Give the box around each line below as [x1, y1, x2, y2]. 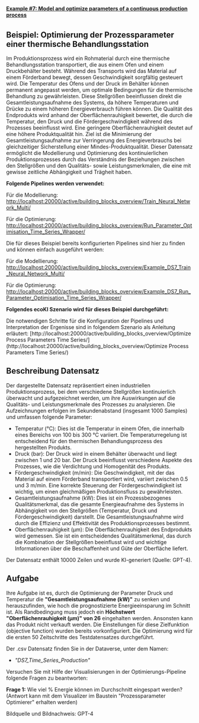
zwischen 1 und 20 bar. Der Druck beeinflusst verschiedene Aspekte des [14, 456, 192, 463]
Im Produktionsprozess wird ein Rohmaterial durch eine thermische [6, 55, 170, 62]
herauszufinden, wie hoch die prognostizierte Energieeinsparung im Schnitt [6, 602, 191, 609]
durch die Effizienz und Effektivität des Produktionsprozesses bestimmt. [14, 519, 191, 526]
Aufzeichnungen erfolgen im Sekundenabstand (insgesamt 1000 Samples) [6, 407, 188, 414]
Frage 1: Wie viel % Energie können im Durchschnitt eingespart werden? [6, 686, 182, 693]
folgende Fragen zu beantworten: [6, 674, 88, 681]
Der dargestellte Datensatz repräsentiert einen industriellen [6, 381, 151, 389]
